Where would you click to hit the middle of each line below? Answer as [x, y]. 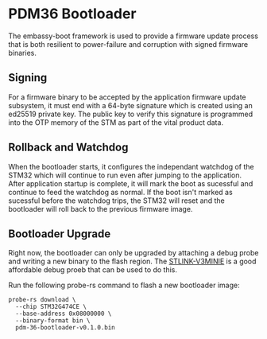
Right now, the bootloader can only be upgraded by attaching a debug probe [133, 253]
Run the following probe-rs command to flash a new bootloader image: [124, 285]
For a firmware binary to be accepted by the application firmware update [127, 97]
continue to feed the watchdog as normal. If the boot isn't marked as [120, 192]
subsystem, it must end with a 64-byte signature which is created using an [130, 105]
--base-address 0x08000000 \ [64, 314]
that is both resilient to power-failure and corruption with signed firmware [128, 44]
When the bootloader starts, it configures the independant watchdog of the [131, 166]
